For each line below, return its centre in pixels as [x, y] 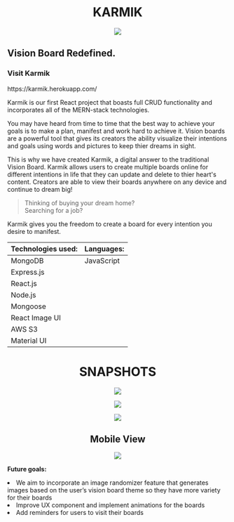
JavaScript [102, 261]
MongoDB [27, 261]
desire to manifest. [34, 231]
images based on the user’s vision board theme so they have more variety [114, 490]
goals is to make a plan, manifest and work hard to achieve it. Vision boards [116, 131]
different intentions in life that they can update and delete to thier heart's [112, 174]
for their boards [30, 498]
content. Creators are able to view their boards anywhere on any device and [117, 182]
